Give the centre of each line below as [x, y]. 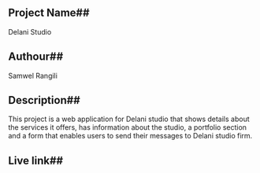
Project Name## [49, 13]
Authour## [36, 57]
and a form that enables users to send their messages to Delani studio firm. [130, 136]
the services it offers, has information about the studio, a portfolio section [127, 127]
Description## [44, 100]
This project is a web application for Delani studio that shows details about [129, 119]
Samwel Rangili [33, 75]
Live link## [36, 160]
